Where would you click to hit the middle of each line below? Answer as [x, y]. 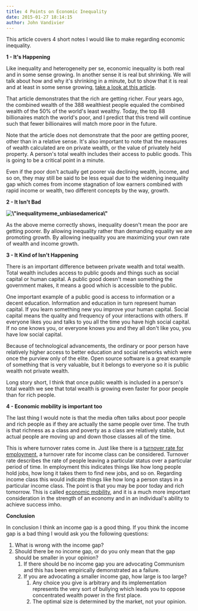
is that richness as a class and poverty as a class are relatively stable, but [95, 430]
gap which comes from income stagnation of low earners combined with [95, 184]
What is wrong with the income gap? [59, 545]
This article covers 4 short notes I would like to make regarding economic [95, 40]
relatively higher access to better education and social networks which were [99, 352]
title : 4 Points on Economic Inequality [57, 12]
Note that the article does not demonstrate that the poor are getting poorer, [98, 135]
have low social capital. [35, 335]
